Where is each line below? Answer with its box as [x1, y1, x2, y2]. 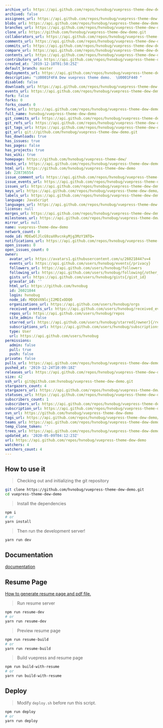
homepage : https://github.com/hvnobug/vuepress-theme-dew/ [5, 157, 127, 161]
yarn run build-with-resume [5, 673, 62, 678]
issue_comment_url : [5, 175, 45, 180]
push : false [9, 352, 34, 356]
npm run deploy [5, 709, 36, 714]
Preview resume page [16, 628, 61, 633]
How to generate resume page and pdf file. [5, 591, 91, 597]
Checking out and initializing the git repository [16, 478, 109, 484]
